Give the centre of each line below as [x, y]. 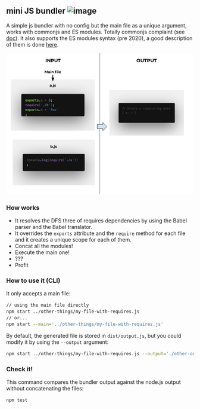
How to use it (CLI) [33, 280]
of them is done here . [32, 44]
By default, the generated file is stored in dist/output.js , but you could [94, 335]
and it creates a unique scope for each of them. [73, 240]
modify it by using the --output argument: [57, 342]
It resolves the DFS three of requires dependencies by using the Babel [101, 221]
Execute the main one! [42, 252]
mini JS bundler [36, 11]
